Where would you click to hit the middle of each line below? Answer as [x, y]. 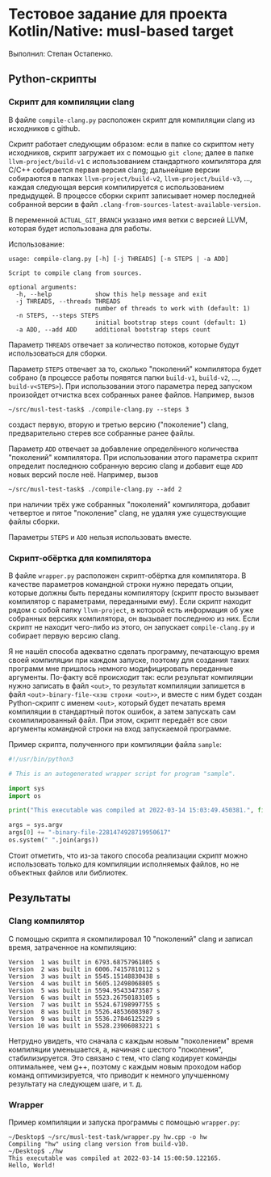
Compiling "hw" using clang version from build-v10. [99, 1144]
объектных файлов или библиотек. [68, 872]
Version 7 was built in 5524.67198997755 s [84, 1004]
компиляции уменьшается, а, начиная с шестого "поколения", [116, 1049]
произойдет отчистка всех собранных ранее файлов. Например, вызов [132, 394]
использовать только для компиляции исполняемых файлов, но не [124, 864]
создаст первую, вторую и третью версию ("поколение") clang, [119, 424]
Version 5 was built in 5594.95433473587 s [84, 990]
